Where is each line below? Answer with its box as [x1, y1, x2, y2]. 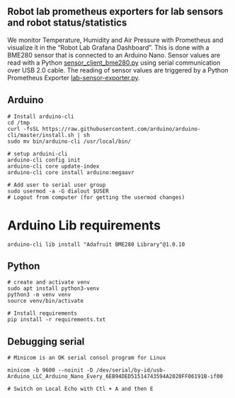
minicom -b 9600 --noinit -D [7, 367, 93, 374]
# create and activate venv [7, 279, 91, 286]
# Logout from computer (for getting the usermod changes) [7, 193, 185, 201]
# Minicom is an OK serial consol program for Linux [7, 355, 166, 362]
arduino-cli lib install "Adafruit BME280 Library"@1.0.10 [7, 241, 185, 248]
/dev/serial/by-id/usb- [96, 367, 166, 374]
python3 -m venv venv [7, 291, 71, 298]
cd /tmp [7, 119, 30, 127]
